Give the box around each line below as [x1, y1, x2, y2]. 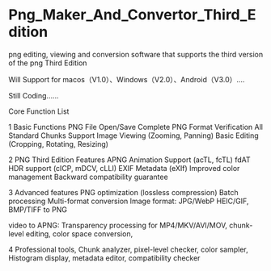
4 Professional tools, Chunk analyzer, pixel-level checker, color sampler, [8, 244, 248, 254]
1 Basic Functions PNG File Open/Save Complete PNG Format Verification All [8, 122, 263, 131]
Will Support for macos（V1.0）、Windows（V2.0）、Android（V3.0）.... [8, 74, 245, 84]
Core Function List [8, 106, 70, 116]
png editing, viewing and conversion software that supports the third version [8, 49, 264, 59]
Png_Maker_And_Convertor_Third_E [8, 6, 256, 24]
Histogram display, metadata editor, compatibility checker [8, 252, 201, 263]
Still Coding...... [8, 90, 59, 100]
